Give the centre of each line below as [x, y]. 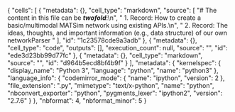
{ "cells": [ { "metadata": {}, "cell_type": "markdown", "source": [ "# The [112, 10]
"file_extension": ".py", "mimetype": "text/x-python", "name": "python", [111, 85]
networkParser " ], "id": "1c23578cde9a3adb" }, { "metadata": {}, [102, 40]
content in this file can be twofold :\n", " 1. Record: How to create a [104, 18]
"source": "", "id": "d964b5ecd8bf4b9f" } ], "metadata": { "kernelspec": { [114, 63]
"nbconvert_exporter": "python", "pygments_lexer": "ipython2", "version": [115, 93]
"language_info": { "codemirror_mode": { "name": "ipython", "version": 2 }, [116, 78]
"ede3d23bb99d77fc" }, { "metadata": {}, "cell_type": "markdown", [105, 55]
